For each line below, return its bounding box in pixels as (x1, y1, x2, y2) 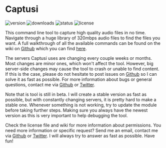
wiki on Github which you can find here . (5, 45, 87, 51)
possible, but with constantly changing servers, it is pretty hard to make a (5, 96, 156, 103)
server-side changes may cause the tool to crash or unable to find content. (5, 66, 159, 72)
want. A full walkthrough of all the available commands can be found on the (5, 40, 161, 46)
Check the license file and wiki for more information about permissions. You (5, 122, 161, 128)
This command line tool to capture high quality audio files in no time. (5, 29, 146, 35)
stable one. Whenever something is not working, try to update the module (5, 102, 157, 108)
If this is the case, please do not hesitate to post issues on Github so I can (5, 71, 157, 77)
